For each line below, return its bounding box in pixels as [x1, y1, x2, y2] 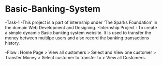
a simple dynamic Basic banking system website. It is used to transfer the [5, 30, 151, 35]
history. [5, 40, 20, 46]
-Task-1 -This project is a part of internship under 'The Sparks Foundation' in [5, 19, 158, 25]
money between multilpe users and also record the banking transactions [5, 35, 149, 41]
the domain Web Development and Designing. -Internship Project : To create [5, 24, 157, 30]
